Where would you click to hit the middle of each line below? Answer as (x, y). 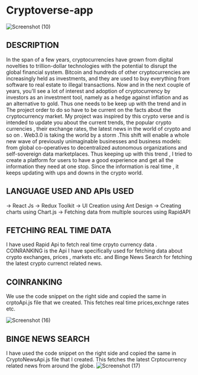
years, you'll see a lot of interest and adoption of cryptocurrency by (88, 91)
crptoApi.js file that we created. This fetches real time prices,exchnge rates (98, 303)
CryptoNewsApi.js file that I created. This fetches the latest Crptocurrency (96, 359)
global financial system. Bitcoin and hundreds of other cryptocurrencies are (98, 72)
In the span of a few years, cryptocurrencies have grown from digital (90, 59)
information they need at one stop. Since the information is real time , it (92, 166)
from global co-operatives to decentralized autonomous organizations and (97, 147)
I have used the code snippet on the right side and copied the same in (91, 353)
